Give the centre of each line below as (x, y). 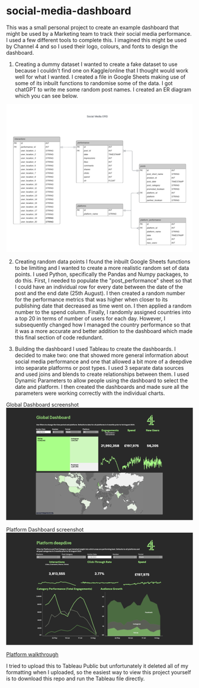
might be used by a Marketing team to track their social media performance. (99, 33)
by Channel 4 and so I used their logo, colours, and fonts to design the (92, 46)
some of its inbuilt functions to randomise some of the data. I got (94, 83)
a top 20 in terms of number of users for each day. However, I (90, 318)
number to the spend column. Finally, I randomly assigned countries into (103, 312)
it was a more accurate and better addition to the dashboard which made (104, 331)
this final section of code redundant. (59, 337)
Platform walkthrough (33, 654)
